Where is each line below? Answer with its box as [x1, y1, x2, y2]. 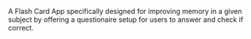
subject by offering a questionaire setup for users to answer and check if [8, 15, 244, 24]
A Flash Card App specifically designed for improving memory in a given [8, 7, 242, 16]
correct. [8, 23, 34, 32]
